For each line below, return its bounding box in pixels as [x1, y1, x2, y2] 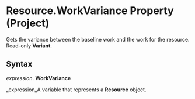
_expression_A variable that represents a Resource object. [6, 86, 147, 93]
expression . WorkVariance [6, 74, 71, 81]
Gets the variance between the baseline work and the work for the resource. [6, 36, 190, 43]
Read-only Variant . [6, 42, 53, 49]
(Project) [6, 16, 50, 30]
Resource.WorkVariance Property [6, 4, 174, 18]
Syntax [6, 59, 33, 69]
